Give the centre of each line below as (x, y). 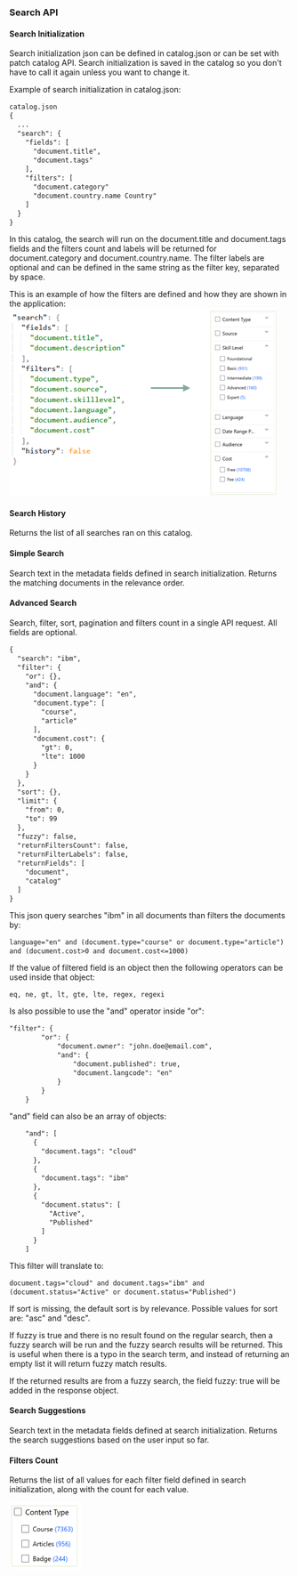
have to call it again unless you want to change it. (99, 72)
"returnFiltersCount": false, (73, 845)
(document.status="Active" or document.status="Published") (123, 1292)
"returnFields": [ (52, 863)
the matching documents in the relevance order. (97, 582)
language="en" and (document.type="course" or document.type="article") (147, 942)
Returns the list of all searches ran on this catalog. (101, 533)
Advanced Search (43, 603)
